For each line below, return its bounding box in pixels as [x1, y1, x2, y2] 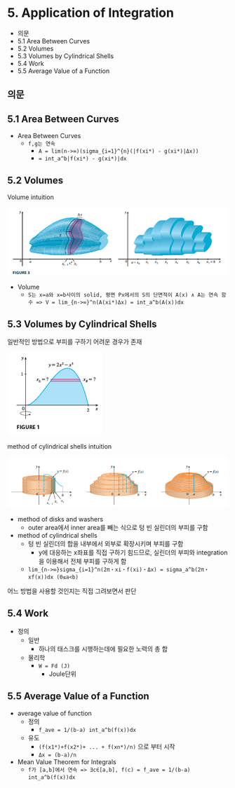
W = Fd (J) [38, 663, 70, 670]
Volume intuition [7, 193, 54, 201]
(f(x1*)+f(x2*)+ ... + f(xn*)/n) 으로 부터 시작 [38, 742, 175, 751]
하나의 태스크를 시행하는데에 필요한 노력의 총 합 [38, 644, 168, 653]
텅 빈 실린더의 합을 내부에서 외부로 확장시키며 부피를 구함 [27, 539, 184, 548]
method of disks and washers [17, 515, 104, 523]
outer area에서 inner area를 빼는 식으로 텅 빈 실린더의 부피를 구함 [27, 523, 208, 531]
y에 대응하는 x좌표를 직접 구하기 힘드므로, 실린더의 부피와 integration [38, 548, 228, 557]
